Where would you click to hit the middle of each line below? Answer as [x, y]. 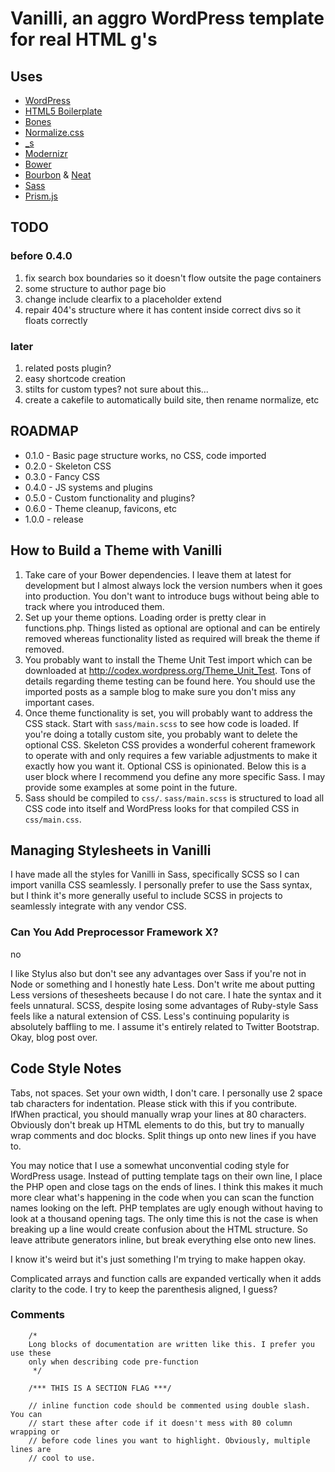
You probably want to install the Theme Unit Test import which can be [168, 659]
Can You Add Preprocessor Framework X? [114, 932]
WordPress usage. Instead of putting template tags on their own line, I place [166, 1176]
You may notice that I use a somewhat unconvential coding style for [150, 1165]
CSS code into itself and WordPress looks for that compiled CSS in [162, 808]
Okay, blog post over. [54, 1037]
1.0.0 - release [54, 519]
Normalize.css [54, 132]
